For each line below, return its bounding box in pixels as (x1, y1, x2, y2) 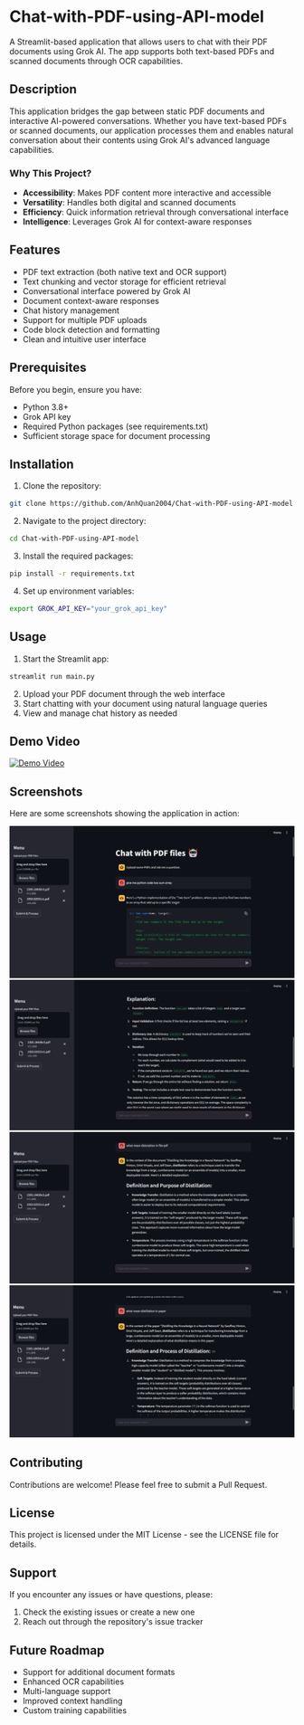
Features (9, 243, 61, 258)
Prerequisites (9, 360, 87, 376)
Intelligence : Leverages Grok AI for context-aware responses (22, 216, 252, 227)
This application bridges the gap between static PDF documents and (9, 106, 265, 117)
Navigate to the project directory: (22, 516, 147, 527)
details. (9, 1539, 37, 1549)
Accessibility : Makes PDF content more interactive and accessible (22, 187, 271, 198)
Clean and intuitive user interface (22, 333, 147, 345)
